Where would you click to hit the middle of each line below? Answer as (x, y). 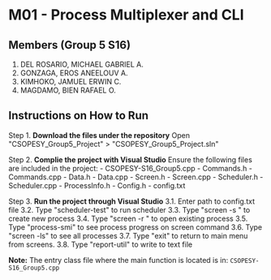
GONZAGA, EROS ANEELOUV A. (74, 73)
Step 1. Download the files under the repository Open (99, 135)
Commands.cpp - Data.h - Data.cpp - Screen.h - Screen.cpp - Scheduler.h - (136, 177)
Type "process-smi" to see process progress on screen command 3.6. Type (135, 227)
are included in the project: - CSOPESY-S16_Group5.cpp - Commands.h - (131, 168)
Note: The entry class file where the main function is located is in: (118, 260)
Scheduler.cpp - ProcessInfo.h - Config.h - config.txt (97, 185)
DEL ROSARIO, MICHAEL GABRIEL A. (82, 64)
